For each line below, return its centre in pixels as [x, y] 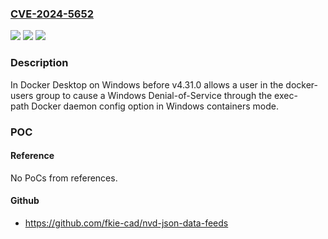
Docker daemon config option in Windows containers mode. [155, 106]
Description [39, 63]
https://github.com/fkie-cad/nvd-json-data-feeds [126, 223]
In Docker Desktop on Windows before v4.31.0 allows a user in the [147, 84]
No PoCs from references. [64, 178]
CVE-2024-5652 [52, 14]
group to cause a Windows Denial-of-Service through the [154, 95]
